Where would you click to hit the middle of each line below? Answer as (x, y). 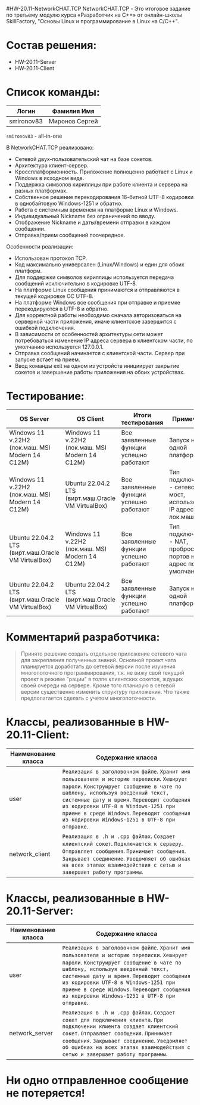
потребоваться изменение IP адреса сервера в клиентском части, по (104, 340)
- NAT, (179, 541)
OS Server (34, 418)
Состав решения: (51, 46)
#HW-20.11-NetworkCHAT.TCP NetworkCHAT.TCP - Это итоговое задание (99, 9)
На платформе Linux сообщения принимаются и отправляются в (97, 290)
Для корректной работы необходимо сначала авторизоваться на (98, 315)
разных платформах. (41, 191)
